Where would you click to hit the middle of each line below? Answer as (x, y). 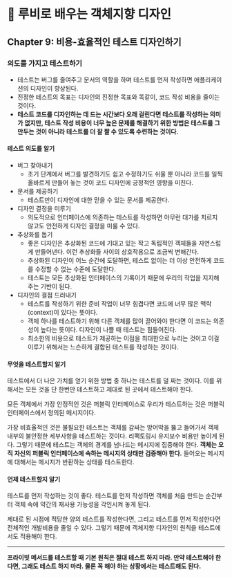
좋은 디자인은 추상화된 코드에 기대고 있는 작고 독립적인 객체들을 (112, 244)
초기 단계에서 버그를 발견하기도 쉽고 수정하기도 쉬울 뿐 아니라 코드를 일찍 (125, 174)
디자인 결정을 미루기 (44, 209)
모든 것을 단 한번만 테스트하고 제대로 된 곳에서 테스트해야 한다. (109, 390)
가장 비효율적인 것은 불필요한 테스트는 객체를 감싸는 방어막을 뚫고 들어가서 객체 (113, 428)
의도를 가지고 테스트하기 (45, 63)
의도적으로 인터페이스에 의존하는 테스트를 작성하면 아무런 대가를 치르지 (123, 217)
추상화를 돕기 (35, 235)
